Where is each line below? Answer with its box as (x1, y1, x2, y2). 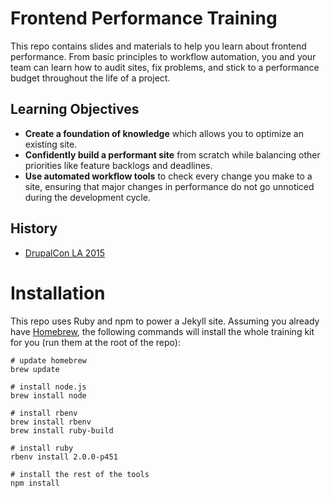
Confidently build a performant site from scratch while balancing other (24, 148, 321, 161)
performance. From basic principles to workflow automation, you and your (10, 50, 317, 62)
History (10, 220, 58, 237)
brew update (10, 364, 60, 374)
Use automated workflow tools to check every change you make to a (24, 170, 313, 182)
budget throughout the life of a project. (10, 72, 171, 84)
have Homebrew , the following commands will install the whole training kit (10, 325, 315, 337)
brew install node (10, 390, 87, 401)
